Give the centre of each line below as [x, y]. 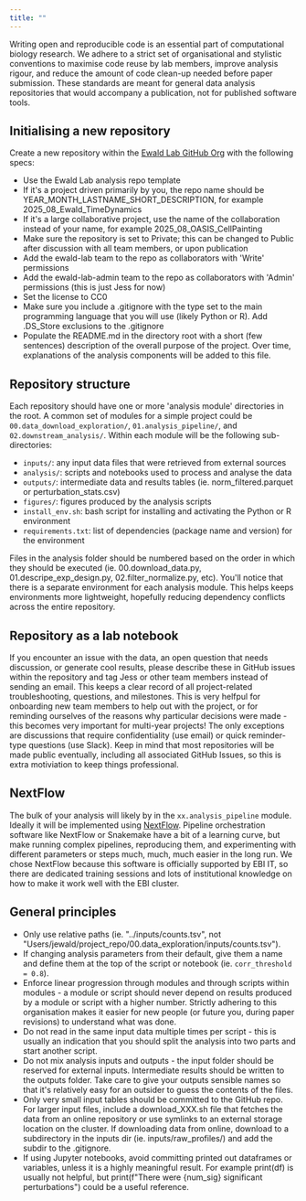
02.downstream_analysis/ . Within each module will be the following [135, 435]
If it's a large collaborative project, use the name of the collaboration [151, 220]
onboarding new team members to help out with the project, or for [134, 706]
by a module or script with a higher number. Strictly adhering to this [149, 1002]
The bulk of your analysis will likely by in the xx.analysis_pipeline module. [151, 815]
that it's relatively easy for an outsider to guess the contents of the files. [158, 1089]
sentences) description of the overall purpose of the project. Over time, [157, 346]
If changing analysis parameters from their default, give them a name [153, 953]
